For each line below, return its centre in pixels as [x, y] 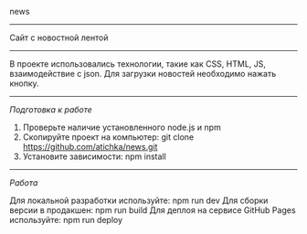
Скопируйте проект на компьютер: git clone [108, 137]
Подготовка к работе [51, 110]
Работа [24, 183]
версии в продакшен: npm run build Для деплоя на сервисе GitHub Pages [153, 210]
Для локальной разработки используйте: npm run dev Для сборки [139, 200]
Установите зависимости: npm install [94, 156]
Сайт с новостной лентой [59, 37]
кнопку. [24, 83]
